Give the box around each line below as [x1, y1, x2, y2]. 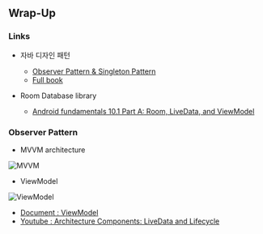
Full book [32, 74, 63, 84]
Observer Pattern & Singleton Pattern [32, 66, 156, 76]
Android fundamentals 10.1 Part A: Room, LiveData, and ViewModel [32, 106, 255, 116]
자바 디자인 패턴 [19, 50, 70, 60]
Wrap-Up [8, 6, 57, 20]
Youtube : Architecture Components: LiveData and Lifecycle [19, 216, 220, 226]
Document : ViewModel [19, 207, 99, 217]
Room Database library [19, 91, 97, 100]
